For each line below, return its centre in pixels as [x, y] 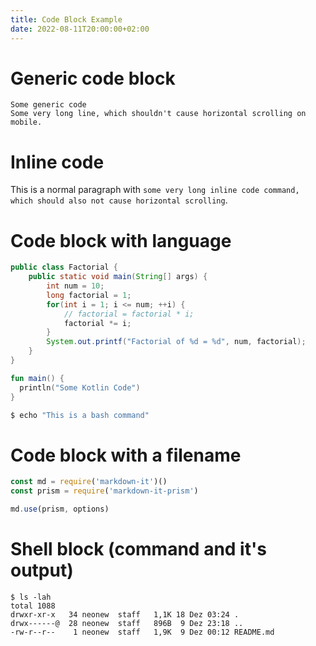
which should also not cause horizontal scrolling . [119, 200]
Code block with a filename [126, 455]
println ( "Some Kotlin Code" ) [80, 387]
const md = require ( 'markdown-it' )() [89, 482]
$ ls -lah [31, 597]
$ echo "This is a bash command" [80, 415]
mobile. [26, 122]
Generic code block [93, 78]
